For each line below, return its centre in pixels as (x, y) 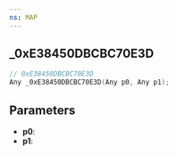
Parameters (42, 110)
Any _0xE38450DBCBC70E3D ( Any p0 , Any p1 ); (89, 82)
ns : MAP (24, 17)
